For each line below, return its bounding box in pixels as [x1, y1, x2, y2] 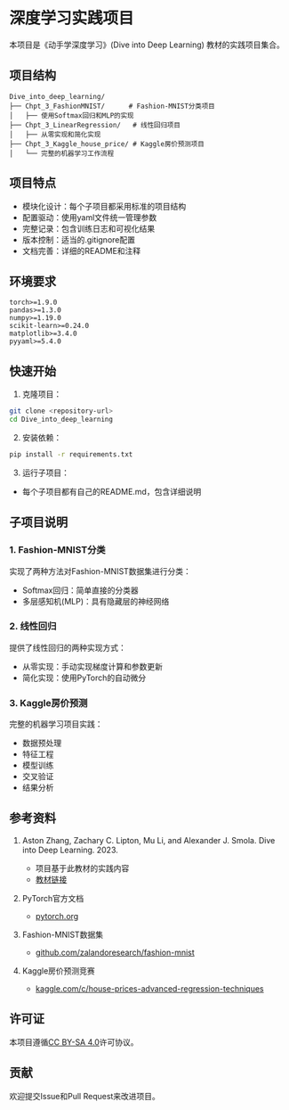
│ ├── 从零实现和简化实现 [9, 130, 101, 139]
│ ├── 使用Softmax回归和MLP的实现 [9, 111, 134, 120]
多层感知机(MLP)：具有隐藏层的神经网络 [21, 596, 170, 606]
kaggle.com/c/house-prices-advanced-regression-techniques [35, 983, 264, 994]
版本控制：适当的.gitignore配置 [21, 234, 136, 245]
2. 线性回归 [9, 621, 57, 633]
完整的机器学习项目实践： [9, 719, 103, 729]
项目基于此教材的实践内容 [35, 862, 130, 874]
